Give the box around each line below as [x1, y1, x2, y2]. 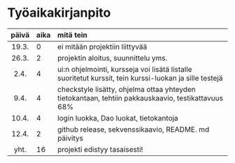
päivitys [57, 133, 84, 143]
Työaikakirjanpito [7, 5, 111, 21]
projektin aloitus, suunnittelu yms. [57, 53, 168, 63]
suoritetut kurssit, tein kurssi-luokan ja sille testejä [57, 73, 223, 83]
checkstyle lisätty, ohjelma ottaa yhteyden [57, 84, 196, 94]
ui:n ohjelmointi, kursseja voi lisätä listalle [57, 64, 192, 74]
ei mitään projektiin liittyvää [57, 42, 148, 52]
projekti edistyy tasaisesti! [57, 144, 143, 154]
